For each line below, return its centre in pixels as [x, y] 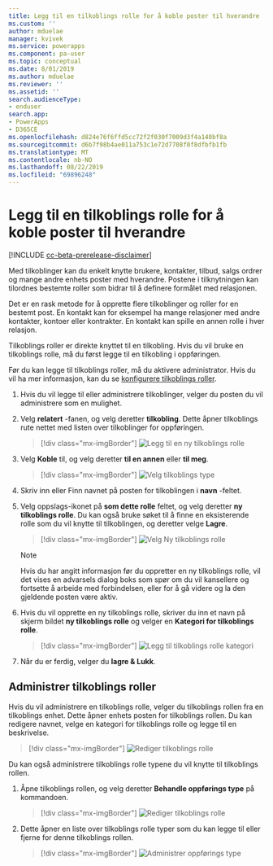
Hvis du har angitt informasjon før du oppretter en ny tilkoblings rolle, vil [141, 571]
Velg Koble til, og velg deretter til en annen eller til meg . [114, 459]
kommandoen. [44, 797]
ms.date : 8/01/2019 [41, 69]
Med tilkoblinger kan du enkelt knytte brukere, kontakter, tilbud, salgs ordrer [135, 270]
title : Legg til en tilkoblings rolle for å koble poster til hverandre [134, 16]
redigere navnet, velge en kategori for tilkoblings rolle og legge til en [123, 724]
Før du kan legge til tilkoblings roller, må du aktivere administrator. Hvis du [132, 370]
